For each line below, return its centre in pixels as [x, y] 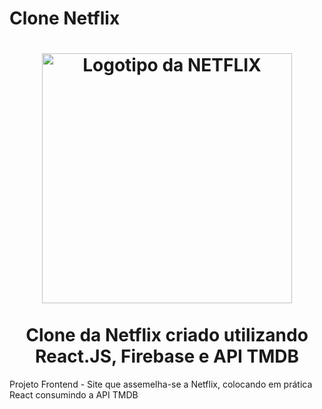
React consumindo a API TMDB [74, 395]
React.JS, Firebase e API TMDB [167, 356]
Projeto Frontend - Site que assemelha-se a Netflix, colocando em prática [161, 384]
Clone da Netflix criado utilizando [167, 335]
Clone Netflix [65, 18]
